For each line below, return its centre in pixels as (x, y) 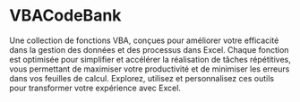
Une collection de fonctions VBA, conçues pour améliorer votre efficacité (144, 40)
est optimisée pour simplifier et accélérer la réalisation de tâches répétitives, (150, 59)
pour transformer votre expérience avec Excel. (95, 88)
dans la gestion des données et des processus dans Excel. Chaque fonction (149, 49)
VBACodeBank (65, 16)
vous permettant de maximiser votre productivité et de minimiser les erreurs (150, 69)
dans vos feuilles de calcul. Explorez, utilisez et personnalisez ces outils (142, 78)
